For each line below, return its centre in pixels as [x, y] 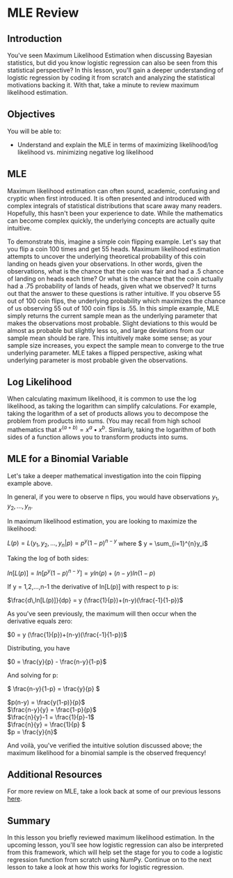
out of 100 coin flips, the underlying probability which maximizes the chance [116, 301]
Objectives [31, 114]
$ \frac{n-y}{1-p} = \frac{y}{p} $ [54, 688]
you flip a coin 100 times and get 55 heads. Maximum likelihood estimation [114, 248]
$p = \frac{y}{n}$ [32, 731]
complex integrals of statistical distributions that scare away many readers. [115, 206]
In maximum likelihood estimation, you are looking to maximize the [102, 521]
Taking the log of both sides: [48, 558]
